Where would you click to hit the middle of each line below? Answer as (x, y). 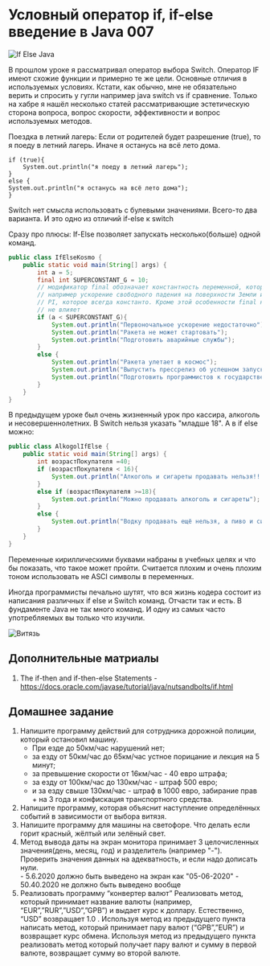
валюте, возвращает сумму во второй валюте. (100, 953)
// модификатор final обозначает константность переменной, (140, 287)
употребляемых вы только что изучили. (77, 618)
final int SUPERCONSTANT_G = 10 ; (93, 280)
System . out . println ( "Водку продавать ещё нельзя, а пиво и (152, 522)
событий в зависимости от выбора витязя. (93, 816)
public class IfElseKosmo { (55, 257)
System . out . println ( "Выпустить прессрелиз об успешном (145, 370)
